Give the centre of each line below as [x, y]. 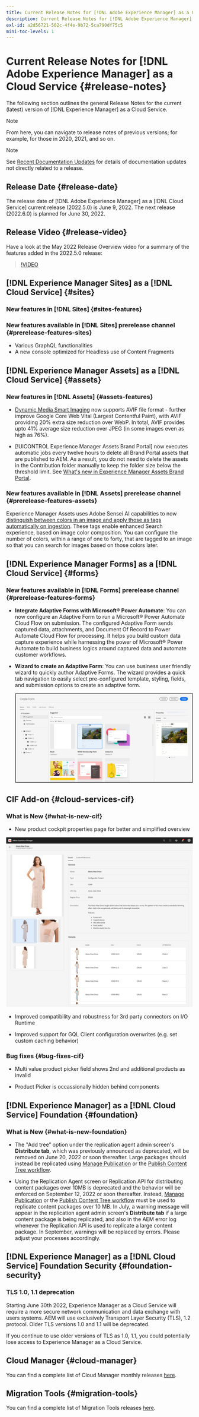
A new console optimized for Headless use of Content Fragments [94, 352]
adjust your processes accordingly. [57, 1238]
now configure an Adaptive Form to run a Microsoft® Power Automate [100, 617]
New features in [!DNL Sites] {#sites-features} [74, 309]
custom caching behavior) [46, 1041]
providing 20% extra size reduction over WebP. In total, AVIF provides [100, 422]
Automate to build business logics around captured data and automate [100, 649]
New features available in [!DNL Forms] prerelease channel [93, 590]
